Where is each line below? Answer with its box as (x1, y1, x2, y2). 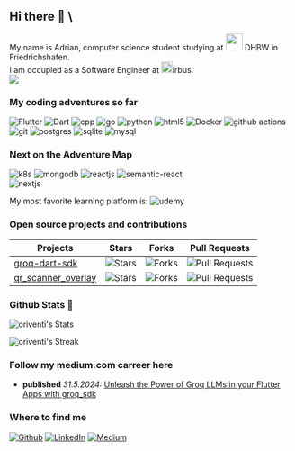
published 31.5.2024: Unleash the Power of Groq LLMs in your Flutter (22, 379, 281, 390)
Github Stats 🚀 (9, 298, 74, 311)
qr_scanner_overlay (13, 271, 97, 284)
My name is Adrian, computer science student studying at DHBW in (9, 41, 279, 52)
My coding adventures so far (9, 95, 138, 108)
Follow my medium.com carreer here (9, 358, 174, 371)
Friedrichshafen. (9, 51, 70, 62)
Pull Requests (190, 241, 250, 254)
